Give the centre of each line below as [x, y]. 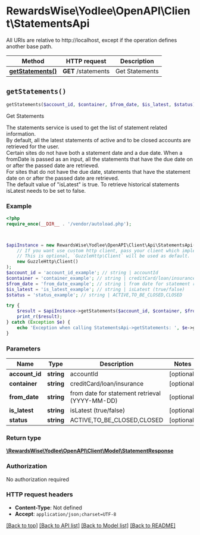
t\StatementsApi [48, 24]
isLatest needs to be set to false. [46, 190]
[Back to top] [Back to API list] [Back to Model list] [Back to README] [91, 525]
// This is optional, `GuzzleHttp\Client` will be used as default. [104, 256]
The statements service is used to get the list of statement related [87, 127]
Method [33, 61]
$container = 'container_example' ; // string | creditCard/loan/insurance [101, 278]
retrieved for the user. [33, 146]
